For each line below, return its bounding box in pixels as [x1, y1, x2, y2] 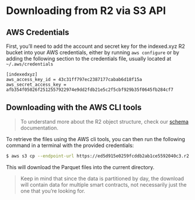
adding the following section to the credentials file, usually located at [6, 55, 172, 62]
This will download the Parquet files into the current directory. [6, 163, 155, 170]
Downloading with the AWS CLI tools [6, 103, 142, 113]
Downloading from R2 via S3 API [6, 4, 166, 17]
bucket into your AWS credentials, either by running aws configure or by [6, 49, 180, 56]
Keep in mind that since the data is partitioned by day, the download [20, 175, 184, 182]
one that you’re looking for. [20, 187, 86, 194]
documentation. [20, 124, 58, 131]
